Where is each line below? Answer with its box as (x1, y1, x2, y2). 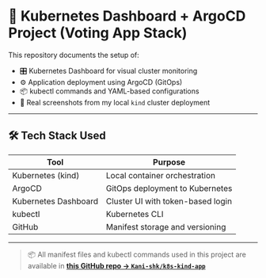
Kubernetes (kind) (12, 169, 80, 181)
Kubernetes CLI (105, 208, 164, 219)
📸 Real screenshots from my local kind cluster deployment (19, 97, 211, 107)
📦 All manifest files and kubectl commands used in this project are (27, 249, 247, 259)
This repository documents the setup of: (8, 50, 140, 59)
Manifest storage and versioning (105, 221, 226, 232)
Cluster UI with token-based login (105, 196, 232, 207)
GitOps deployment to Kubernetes (105, 182, 233, 193)
